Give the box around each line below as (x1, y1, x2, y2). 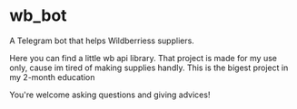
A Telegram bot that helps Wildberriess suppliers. (9, 35, 195, 46)
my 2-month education (9, 71, 95, 82)
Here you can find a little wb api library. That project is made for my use (9, 52, 277, 63)
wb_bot (9, 5, 67, 26)
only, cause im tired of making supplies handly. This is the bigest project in (9, 62, 289, 73)
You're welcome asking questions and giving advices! (9, 89, 211, 100)
